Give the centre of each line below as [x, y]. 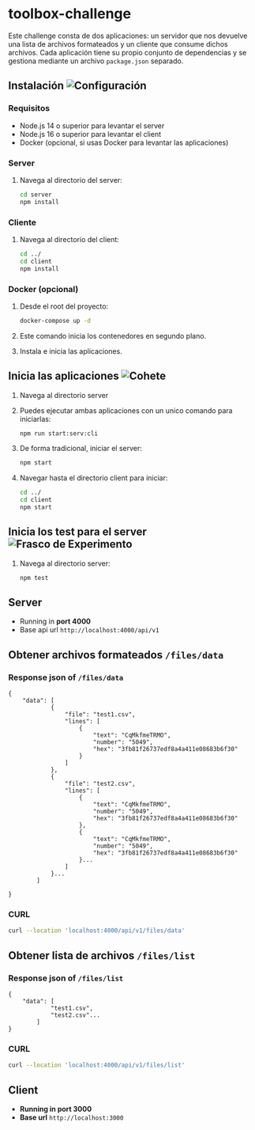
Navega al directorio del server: [71, 180]
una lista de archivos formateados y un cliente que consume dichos [118, 44]
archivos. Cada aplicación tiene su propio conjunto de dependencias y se [127, 52]
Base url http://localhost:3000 [71, 1117]
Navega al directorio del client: [69, 239]
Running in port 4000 [55, 621]
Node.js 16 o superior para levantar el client [90, 134]
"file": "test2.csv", [100, 784]
